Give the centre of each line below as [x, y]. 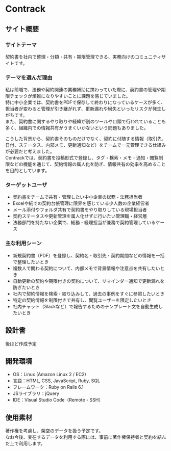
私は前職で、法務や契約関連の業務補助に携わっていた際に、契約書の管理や [83, 90]
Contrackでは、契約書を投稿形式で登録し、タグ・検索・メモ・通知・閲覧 [82, 158]
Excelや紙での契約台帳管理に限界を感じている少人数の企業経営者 [81, 203]
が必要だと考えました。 [30, 151]
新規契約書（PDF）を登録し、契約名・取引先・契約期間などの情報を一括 [89, 255]
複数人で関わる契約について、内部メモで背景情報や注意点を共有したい [86, 268]
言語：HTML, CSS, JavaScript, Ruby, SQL [56, 381]
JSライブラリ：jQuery [36, 393]
